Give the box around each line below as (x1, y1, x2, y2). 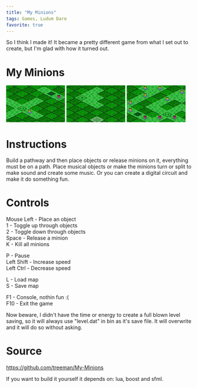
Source (6, 344, 42, 358)
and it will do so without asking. (6, 324, 82, 331)
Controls (6, 196, 49, 210)
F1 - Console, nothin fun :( (6, 294, 69, 301)
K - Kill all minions (6, 241, 50, 248)
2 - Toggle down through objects (6, 228, 86, 236)
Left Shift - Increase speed (6, 258, 71, 266)
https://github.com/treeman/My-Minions (6, 364, 104, 371)
